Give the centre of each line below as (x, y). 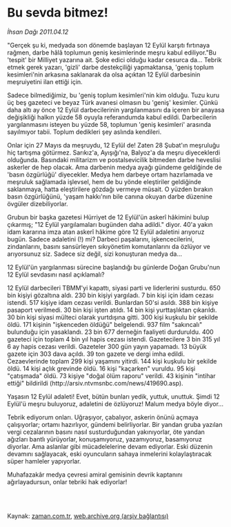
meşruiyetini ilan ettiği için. (45, 81)
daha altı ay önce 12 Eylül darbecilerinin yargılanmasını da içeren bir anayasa (116, 110)
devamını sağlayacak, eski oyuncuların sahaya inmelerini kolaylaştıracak (110, 454)
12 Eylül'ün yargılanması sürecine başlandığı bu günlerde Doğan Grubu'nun (114, 267)
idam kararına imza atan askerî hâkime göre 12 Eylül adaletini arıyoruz (106, 232)
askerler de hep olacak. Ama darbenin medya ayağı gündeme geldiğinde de (115, 167)
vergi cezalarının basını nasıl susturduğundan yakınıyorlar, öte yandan (106, 432)
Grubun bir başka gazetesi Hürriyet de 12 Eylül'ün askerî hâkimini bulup (108, 217)
